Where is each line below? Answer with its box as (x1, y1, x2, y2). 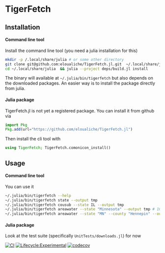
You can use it (5, 183, 34, 190)
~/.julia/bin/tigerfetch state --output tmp (5, 197, 98, 202)
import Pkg (5, 122, 27, 127)
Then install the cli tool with (5, 136, 60, 142)
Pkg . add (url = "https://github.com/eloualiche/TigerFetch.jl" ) (5, 127, 133, 132)
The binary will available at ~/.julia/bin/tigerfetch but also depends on (5, 75, 154, 81)
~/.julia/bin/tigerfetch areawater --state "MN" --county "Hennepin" (5, 211, 151, 217)
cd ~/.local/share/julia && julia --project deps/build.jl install (5, 66, 148, 71)
